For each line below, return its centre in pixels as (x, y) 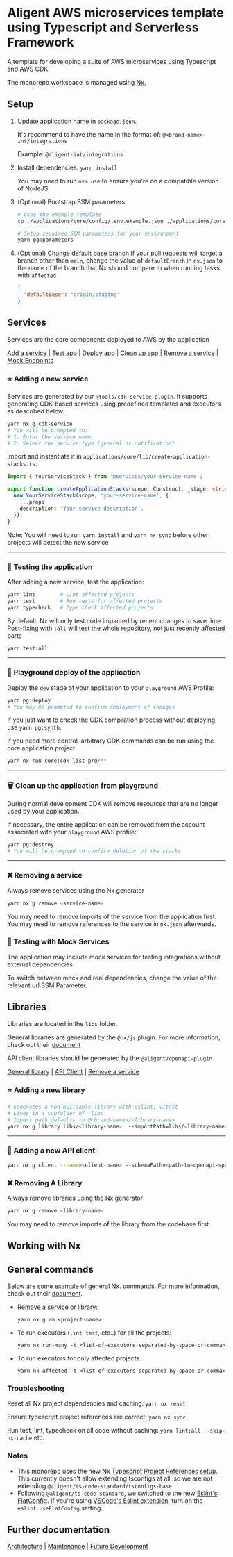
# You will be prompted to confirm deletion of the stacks (94, 851)
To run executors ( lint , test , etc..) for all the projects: (94, 1333)
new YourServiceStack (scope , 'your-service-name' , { (91, 496)
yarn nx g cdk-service (40, 424)
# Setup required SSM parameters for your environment (98, 233)
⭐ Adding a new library (46, 1090)
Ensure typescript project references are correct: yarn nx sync (96, 1417)
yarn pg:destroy (31, 845)
